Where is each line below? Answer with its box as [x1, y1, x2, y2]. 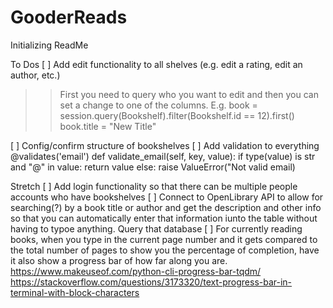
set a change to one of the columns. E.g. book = [59, 99, 258, 111]
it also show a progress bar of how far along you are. [10, 254, 228, 266]
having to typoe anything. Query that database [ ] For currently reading [10, 222, 303, 235]
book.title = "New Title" [59, 120, 157, 132]
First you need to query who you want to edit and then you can [59, 88, 319, 100]
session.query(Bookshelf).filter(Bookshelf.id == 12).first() [59, 109, 295, 121]
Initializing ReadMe [10, 39, 89, 51]
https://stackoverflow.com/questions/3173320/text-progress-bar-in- [10, 276, 293, 288]
